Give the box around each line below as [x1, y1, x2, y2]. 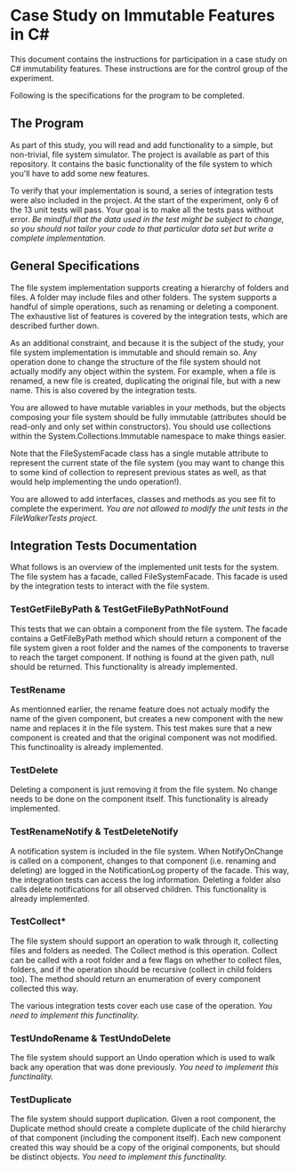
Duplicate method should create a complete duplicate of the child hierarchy [10, 1123, 287, 1134]
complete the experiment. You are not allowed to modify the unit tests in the [10, 503, 288, 514]
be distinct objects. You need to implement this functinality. [10, 1151, 228, 1162]
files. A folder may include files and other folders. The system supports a [10, 292, 278, 302]
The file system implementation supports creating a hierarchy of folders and [10, 282, 289, 293]
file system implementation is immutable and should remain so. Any [10, 347, 257, 358]
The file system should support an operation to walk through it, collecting [10, 936, 278, 946]
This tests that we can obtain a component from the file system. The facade [10, 623, 288, 634]
